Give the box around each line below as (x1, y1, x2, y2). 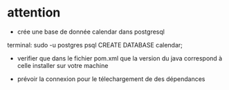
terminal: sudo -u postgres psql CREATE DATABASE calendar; (7, 41, 183, 49)
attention (7, 5, 61, 21)
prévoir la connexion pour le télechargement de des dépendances (17, 74, 205, 83)
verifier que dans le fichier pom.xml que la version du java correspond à (17, 54, 223, 63)
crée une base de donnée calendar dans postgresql (17, 27, 165, 36)
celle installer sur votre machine (17, 61, 109, 69)
